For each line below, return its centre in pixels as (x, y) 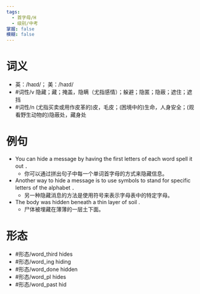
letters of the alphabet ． (46, 188)
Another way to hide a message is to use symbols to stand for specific (103, 180)
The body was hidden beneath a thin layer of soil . (78, 202)
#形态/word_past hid (41, 284)
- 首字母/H (24, 18)
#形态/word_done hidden (46, 269)
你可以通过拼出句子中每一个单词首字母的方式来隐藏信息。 (96, 173)
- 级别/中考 (25, 23)
